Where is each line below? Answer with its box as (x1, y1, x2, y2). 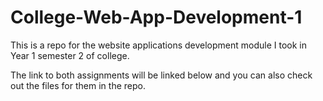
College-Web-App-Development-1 (10, 6, 303, 29)
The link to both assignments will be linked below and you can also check (10, 69, 313, 81)
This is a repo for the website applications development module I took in (10, 39, 307, 51)
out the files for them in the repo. (10, 79, 146, 91)
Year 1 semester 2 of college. (10, 49, 130, 61)
